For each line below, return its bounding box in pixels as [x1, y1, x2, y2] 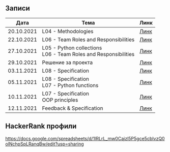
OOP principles [42, 96, 78, 103]
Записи [5, 4, 31, 13]
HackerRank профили [5, 122, 77, 131]
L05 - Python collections [42, 44, 102, 51]
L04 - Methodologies [42, 27, 94, 35]
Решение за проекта [42, 58, 93, 66]
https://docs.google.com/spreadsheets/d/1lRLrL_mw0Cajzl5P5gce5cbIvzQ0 [5, 135, 165, 141]
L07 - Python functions [42, 81, 99, 88]
